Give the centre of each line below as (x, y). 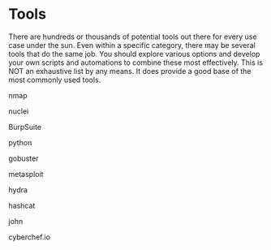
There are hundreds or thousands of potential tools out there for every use (133, 37)
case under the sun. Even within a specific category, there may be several (132, 45)
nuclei (19, 111)
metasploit (26, 174)
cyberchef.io (30, 237)
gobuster (24, 158)
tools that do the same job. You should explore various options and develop (134, 54)
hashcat (22, 205)
